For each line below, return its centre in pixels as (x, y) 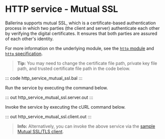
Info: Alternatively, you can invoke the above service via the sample (86, 126)
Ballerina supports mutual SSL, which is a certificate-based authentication (81, 23)
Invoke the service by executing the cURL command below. (65, 107)
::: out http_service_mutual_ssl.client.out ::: (48, 116)
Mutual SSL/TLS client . (41, 131)
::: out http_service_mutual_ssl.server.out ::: (49, 97)
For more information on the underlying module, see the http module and (80, 48)
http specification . (24, 54)
